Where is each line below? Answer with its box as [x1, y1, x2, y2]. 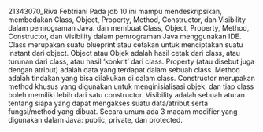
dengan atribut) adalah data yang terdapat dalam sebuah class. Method [8, 65, 240, 74]
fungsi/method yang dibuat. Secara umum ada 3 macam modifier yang [8, 107, 238, 116]
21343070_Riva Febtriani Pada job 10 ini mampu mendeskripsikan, [8, 7, 222, 16]
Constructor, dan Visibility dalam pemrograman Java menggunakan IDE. [8, 31, 242, 41]
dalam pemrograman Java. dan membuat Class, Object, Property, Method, [8, 24, 250, 32]
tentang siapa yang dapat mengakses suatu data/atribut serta [8, 98, 209, 108]
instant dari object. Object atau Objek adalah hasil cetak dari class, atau [8, 49, 241, 57]
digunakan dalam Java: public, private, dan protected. [8, 115, 183, 124]
